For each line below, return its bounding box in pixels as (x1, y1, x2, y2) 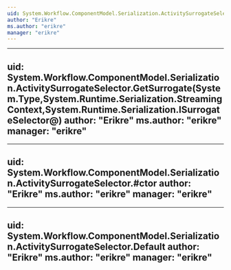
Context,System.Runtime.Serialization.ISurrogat (7, 103, 220, 115)
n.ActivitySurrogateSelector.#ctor (7, 177, 157, 189)
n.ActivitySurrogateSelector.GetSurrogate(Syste (7, 82, 221, 94)
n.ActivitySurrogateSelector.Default (7, 241, 166, 253)
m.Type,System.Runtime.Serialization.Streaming (7, 93, 223, 105)
